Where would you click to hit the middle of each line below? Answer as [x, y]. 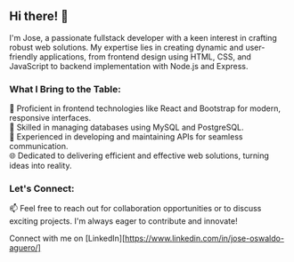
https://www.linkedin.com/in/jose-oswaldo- [204, 238]
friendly [24, 56]
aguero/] [25, 248]
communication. [39, 147]
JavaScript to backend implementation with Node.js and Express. [129, 66]
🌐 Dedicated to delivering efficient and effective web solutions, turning [139, 155]
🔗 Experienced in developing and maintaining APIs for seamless [126, 137]
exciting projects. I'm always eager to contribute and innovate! [123, 221]
